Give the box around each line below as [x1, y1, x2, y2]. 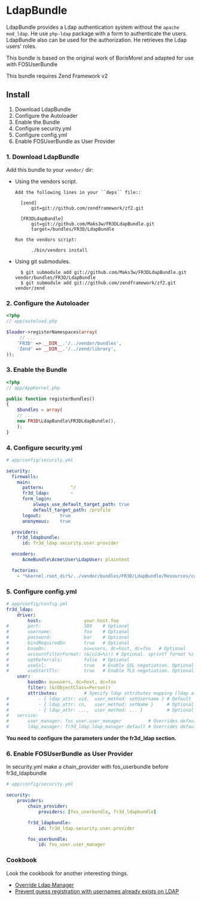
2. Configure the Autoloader [6, 299, 90, 307]
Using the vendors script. [14, 178, 78, 185]
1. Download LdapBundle [6, 153, 80, 161]
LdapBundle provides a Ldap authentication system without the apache [6, 23, 179, 31]
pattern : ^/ [22, 485, 77, 491]
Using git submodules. [14, 258, 71, 265]
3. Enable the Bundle [6, 366, 68, 374]
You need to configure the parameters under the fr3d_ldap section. [6, 735, 176, 742]
